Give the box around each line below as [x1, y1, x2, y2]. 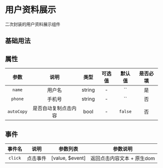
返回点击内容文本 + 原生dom [90, 155, 155, 162]
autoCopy [7, 109, 28, 114]
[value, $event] [51, 154, 86, 161]
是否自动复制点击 [33, 105, 72, 112]
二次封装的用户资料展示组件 [5, 21, 61, 27]
